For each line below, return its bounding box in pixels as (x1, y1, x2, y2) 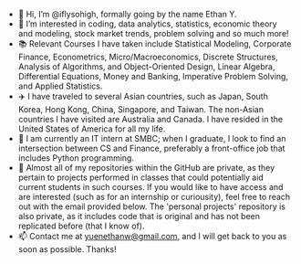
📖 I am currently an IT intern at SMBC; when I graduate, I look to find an (17, 133, 286, 143)
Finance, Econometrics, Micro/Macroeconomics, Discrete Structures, (17, 51, 278, 62)
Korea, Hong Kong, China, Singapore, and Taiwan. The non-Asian (17, 104, 265, 114)
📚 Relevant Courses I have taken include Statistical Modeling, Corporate (17, 38, 292, 49)
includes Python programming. (17, 153, 135, 164)
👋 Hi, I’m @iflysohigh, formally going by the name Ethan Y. (17, 9, 237, 19)
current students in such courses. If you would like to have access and (17, 182, 284, 192)
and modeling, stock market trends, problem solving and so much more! (17, 28, 289, 38)
